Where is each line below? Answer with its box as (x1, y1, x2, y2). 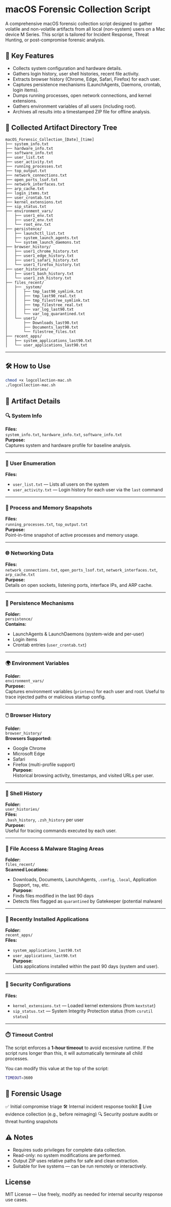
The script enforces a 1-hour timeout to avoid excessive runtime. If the (5, 1045, 154, 1051)
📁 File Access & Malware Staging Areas (5, 845, 104, 852)
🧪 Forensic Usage (5, 1090, 62, 1098)
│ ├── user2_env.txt (5, 217, 53, 223)
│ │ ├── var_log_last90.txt (5, 306, 74, 312)
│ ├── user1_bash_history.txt (5, 271, 74, 276)
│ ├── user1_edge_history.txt (5, 253, 74, 258)
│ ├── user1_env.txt (5, 213, 53, 218)
